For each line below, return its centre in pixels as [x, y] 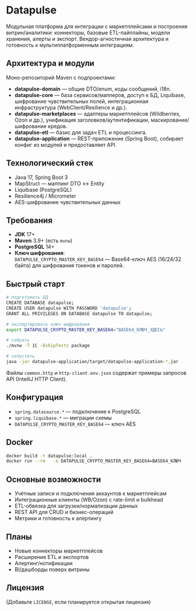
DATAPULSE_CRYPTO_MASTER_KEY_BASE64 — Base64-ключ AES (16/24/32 [98, 259]
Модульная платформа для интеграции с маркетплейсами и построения [97, 26]
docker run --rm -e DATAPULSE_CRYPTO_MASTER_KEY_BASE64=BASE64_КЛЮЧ [94, 461]
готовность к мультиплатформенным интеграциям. [70, 45]
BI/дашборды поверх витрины [52, 569]
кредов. [57, 126]
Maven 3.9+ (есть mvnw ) [43, 241]
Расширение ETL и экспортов [52, 557]
